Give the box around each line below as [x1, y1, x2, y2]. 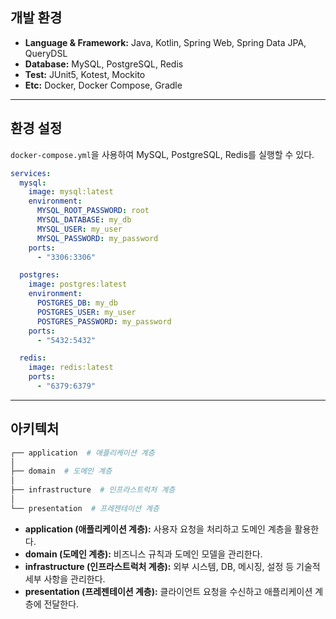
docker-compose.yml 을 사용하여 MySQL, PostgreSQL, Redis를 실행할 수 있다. [10, 148, 315, 160]
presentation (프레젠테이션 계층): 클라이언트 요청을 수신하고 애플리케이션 [24, 585, 313, 597]
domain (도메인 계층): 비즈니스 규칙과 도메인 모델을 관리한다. [24, 548, 263, 560]
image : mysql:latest [28, 187, 114, 197]
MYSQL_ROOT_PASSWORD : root [36, 206, 150, 216]
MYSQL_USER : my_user [36, 224, 123, 234]
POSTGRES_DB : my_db [36, 298, 118, 308]
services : [10, 168, 52, 178]
